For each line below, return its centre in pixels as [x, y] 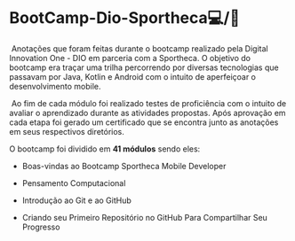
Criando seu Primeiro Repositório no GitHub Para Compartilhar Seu [145, 217]
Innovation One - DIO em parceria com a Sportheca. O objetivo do [130, 58]
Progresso [41, 227]
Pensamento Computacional [74, 183]
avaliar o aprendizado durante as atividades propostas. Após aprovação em [147, 113]
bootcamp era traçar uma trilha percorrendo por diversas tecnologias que [144, 67]
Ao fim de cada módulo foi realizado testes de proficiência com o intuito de [149, 103]
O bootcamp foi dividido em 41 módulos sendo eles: [105, 149]
